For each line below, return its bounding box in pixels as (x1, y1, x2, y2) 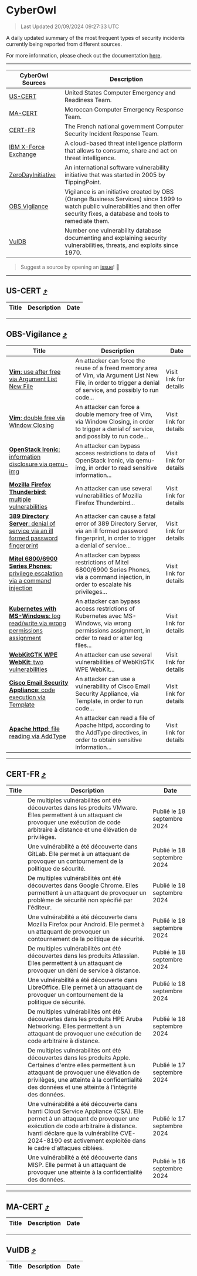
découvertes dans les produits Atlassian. (27, 952, 140, 960)
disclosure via (9, 460, 47, 468)
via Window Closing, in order (75, 417, 155, 425)
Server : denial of (9, 519, 56, 527)
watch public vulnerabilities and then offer (64, 202, 181, 210)
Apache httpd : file (9, 725, 60, 733)
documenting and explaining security (64, 233, 167, 242)
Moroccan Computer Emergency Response (64, 105, 184, 113)
